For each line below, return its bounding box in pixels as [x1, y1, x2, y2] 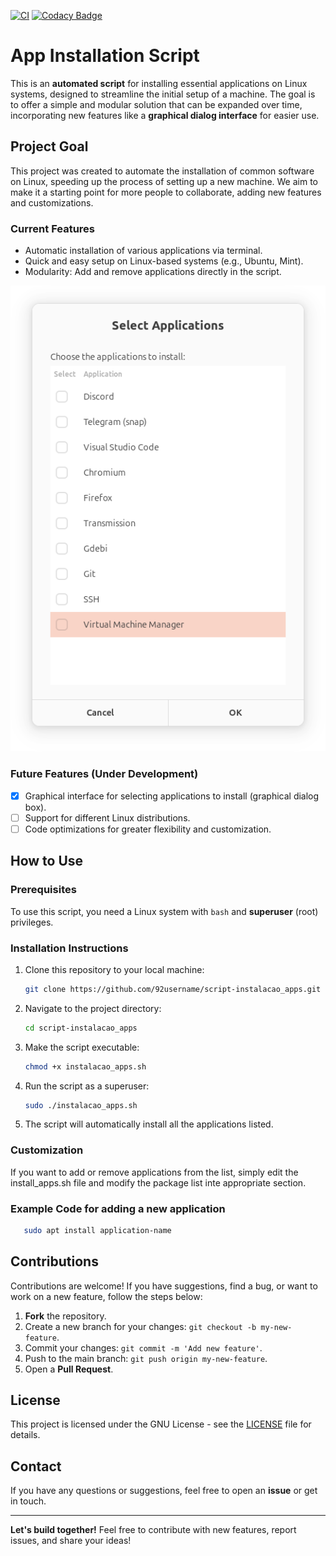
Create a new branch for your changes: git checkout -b [24, 1320, 257, 1332]
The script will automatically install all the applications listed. [24, 1118, 274, 1130]
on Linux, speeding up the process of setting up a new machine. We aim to [10, 175, 318, 187]
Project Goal [10, 138, 89, 155]
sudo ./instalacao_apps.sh [24, 1100, 138, 1110]
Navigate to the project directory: [24, 1002, 162, 1014]
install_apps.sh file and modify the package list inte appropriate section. [10, 1176, 307, 1189]
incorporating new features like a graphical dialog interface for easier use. [10, 109, 320, 121]
